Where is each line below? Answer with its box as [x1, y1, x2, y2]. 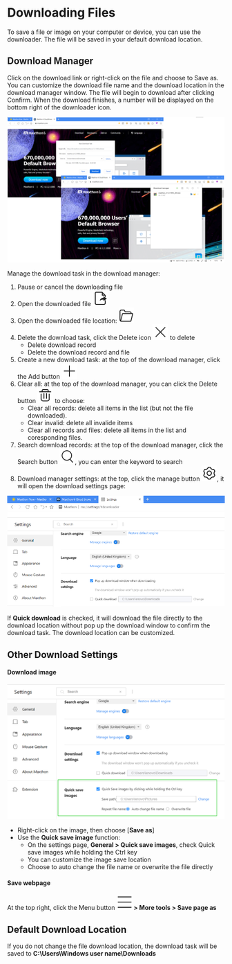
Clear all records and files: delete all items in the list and [27, 426, 186, 434]
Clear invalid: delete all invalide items [27, 419, 133, 427]
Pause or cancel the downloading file [17, 283, 123, 292]
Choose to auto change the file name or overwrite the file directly [27, 863, 213, 871]
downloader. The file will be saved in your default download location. [7, 35, 203, 43]
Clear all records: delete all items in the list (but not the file [27, 404, 193, 413]
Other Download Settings [7, 649, 119, 661]
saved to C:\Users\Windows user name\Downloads [7, 949, 157, 958]
